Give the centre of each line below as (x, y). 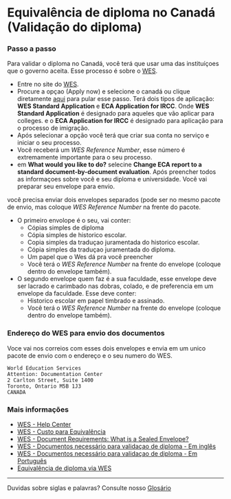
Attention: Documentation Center (55, 374)
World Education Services (44, 368)
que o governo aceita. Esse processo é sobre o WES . (82, 71)
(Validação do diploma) (75, 27)
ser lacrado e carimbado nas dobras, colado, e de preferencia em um (115, 286)
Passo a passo (32, 49)
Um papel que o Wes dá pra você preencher (90, 257)
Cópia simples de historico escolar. (77, 235)
